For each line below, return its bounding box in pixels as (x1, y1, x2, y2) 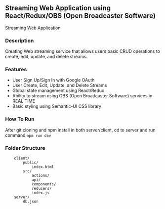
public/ (23, 160, 39, 165)
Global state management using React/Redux (12, 87, 105, 93)
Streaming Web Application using (5, 4, 111, 12)
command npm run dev (5, 132, 51, 138)
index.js (31, 190, 50, 195)
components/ (31, 182, 56, 187)
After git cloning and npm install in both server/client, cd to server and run (5, 127, 156, 133)
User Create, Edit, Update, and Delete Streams (12, 83, 107, 88)
